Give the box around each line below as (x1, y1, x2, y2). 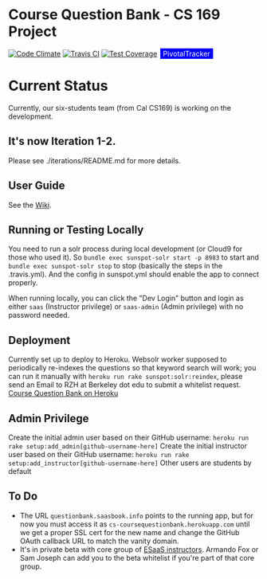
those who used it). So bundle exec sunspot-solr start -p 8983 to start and (8, 252, 259, 262)
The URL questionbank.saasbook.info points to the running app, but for (19, 511, 253, 520)
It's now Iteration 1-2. (8, 135, 116, 148)
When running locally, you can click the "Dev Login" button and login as (8, 293, 245, 303)
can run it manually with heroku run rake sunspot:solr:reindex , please (8, 372, 243, 381)
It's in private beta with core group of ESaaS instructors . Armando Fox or (19, 544, 259, 554)
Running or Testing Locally (8, 223, 144, 237)
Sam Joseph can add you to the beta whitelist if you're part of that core (19, 553, 255, 562)
